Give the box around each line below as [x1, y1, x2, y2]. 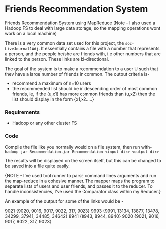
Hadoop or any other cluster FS [12, 120, 77, 126]
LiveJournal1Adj [5, 46, 39, 51]
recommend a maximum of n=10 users [12, 80, 91, 86]
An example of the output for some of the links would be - [5, 198, 124, 204]
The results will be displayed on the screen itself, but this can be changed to [5, 157, 162, 163]
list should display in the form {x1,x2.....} [12, 96, 94, 102]
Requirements [5, 108, 40, 115]
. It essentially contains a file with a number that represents [38, 45, 160, 51]
